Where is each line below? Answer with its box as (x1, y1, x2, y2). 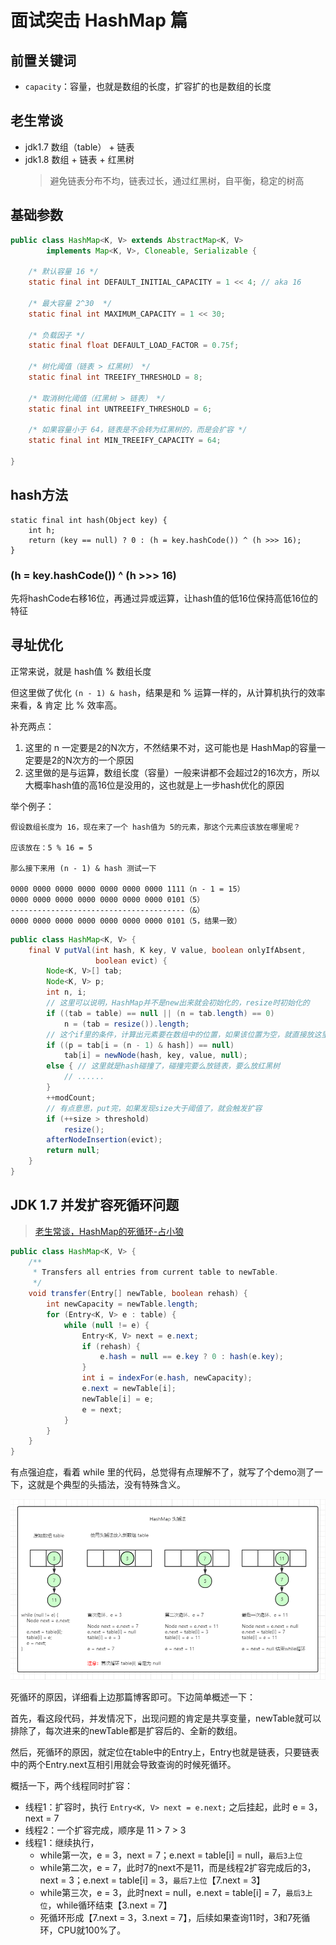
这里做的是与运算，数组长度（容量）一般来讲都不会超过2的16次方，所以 (24, 766, 320, 778)
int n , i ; (46, 987, 87, 998)
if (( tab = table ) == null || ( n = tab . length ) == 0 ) (46, 1008, 275, 1018)
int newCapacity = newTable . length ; (46, 1299, 199, 1310)
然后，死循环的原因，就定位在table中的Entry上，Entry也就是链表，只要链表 (10, 1746, 320, 1758)
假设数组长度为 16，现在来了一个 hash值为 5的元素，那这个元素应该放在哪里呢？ (10, 822, 301, 832)
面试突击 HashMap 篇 (10, 9, 188, 32)
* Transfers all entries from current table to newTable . (32, 1267, 280, 1278)
